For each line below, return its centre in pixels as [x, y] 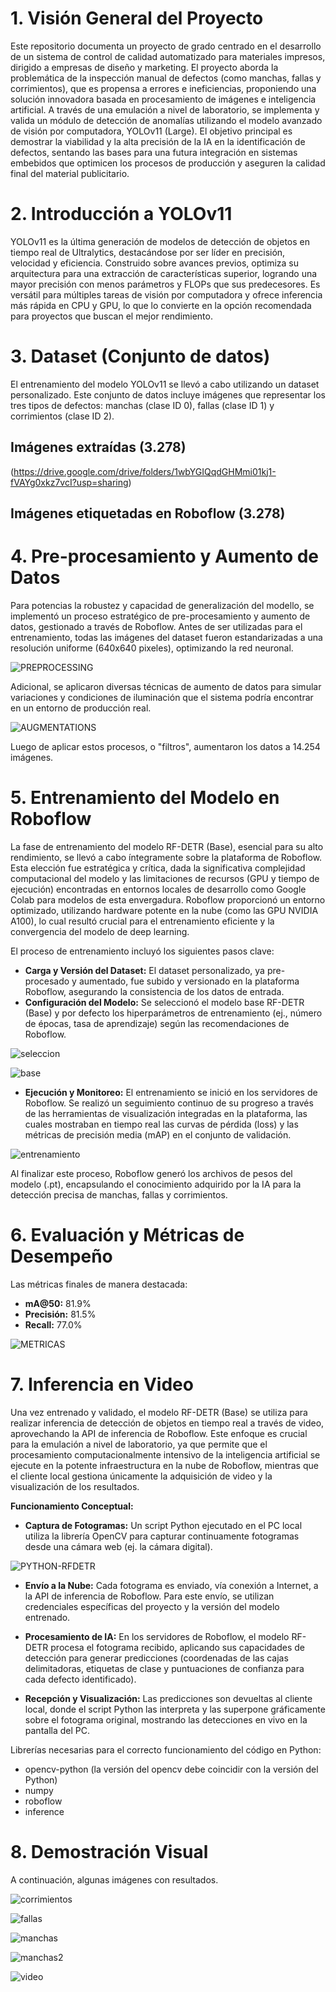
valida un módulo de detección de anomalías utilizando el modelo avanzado [166, 120]
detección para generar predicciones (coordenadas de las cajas [156, 1658]
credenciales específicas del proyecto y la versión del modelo [152, 1606]
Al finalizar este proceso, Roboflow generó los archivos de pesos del [151, 1173]
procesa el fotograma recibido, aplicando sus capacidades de [177, 1647]
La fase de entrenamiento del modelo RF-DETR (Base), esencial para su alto [167, 846]
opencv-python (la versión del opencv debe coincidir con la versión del [171, 1769]
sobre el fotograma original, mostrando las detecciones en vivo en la [166, 1719]
